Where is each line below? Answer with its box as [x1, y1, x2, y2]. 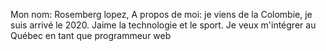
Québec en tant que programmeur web [10, 30, 172, 41]
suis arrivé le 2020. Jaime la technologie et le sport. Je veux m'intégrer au [10, 19, 317, 31]
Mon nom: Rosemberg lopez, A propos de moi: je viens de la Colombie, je [10, 9, 313, 20]
